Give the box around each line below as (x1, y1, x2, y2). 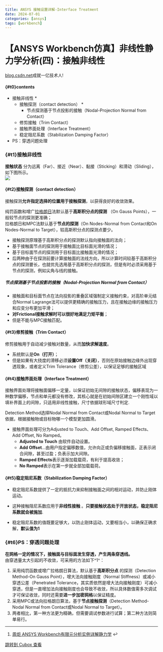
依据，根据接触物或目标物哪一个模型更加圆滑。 (5, 416, 98, 422)
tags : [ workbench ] (5, 20, 42, 26)
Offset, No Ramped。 (21, 432, 65, 439)
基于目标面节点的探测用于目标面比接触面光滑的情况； (12, 249, 119, 255)
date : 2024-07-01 (5, 12, 40, 17)
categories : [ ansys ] (5, 16, 47, 21)
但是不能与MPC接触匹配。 (12, 317, 65, 323)
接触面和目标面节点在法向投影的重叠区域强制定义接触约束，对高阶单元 (12, 293, 153, 299)
